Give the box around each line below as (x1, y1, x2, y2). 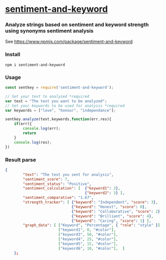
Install (5, 51, 21, 58)
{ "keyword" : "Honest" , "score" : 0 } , (71, 204, 147, 209)
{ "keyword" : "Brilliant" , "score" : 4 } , (71, 213, 154, 219)
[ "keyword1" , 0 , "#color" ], (58, 227, 116, 233)
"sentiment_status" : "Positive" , (23, 181, 92, 187)
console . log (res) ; (14, 140, 52, 145)
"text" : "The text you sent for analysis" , (23, 172, 114, 177)
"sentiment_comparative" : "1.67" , (23, 195, 94, 200)
